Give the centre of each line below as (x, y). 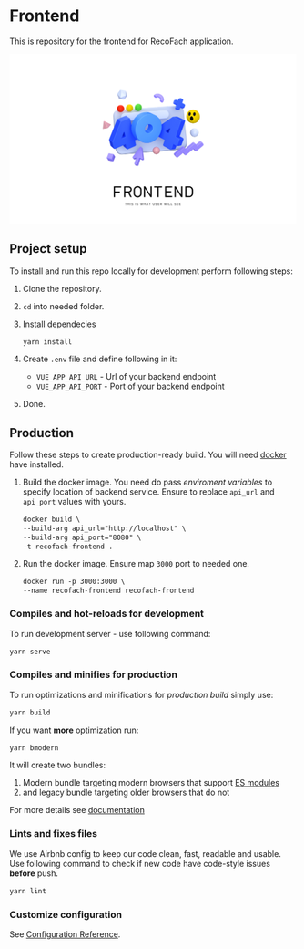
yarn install (47, 342)
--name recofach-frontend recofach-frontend (108, 591)
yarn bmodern (34, 748)
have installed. (36, 464)
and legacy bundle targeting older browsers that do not (126, 793)
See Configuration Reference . (65, 934)
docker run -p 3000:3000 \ (74, 582)
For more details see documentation (77, 810)
